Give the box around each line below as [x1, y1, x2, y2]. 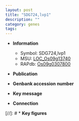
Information [12, 40, 39, 46]
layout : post [5, 7, 33, 13]
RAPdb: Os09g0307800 [20, 61, 71, 67]
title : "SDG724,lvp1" [5, 12, 51, 17]
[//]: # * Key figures [5, 110, 47, 116]
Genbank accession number [12, 81, 74, 87]
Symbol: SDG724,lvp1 [20, 50, 66, 56]
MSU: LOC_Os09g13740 [20, 55, 71, 62]
